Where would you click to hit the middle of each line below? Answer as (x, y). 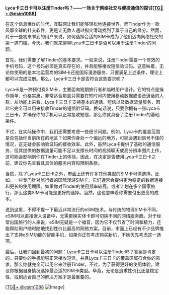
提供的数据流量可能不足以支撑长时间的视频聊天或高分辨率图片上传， (93, 150)
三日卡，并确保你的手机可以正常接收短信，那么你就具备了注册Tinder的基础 (82, 115)
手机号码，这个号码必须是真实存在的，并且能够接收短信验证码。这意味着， (82, 66)
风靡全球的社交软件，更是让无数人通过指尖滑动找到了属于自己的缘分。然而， (84, 30)
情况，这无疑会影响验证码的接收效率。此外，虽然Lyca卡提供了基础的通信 (80, 144)
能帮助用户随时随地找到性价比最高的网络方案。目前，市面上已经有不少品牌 (82, 228)
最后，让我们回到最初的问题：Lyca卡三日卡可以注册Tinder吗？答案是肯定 (81, 252)
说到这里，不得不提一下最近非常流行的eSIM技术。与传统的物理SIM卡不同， (83, 209)
